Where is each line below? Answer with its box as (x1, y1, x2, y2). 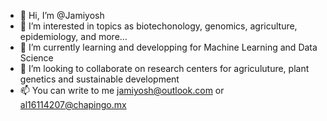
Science (19, 52, 54, 64)
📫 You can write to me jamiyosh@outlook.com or (19, 85, 225, 96)
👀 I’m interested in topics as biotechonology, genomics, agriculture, (19, 20, 298, 32)
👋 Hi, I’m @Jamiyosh (19, 10, 105, 21)
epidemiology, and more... (19, 31, 128, 42)
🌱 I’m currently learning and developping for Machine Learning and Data (19, 41, 318, 53)
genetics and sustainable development (19, 73, 180, 85)
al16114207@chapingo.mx (19, 99, 127, 110)
